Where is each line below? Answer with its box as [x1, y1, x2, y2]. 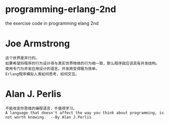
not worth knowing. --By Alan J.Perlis [5, 114, 92, 119]
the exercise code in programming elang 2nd [5, 20, 99, 26]
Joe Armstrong [5, 38, 70, 49]
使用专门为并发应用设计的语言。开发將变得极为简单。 [5, 66, 100, 71]
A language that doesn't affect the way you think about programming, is [5, 110, 164, 115]
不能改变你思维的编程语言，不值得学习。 [5, 106, 77, 111]
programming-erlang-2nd [5, 4, 116, 15]
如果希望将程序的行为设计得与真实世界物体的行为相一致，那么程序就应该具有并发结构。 [5, 60, 160, 66]
